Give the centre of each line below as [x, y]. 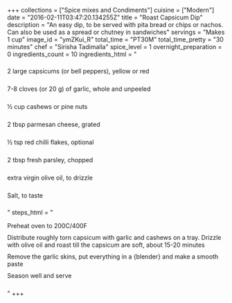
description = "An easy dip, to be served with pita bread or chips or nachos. [115, 25]
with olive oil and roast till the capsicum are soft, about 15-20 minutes [106, 245]
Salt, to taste [25, 196]
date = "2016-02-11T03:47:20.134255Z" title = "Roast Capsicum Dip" [105, 17]
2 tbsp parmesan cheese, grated [54, 124]
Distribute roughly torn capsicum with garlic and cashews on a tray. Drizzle [114, 237]
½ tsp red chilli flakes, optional [51, 142]
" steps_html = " [30, 212]
